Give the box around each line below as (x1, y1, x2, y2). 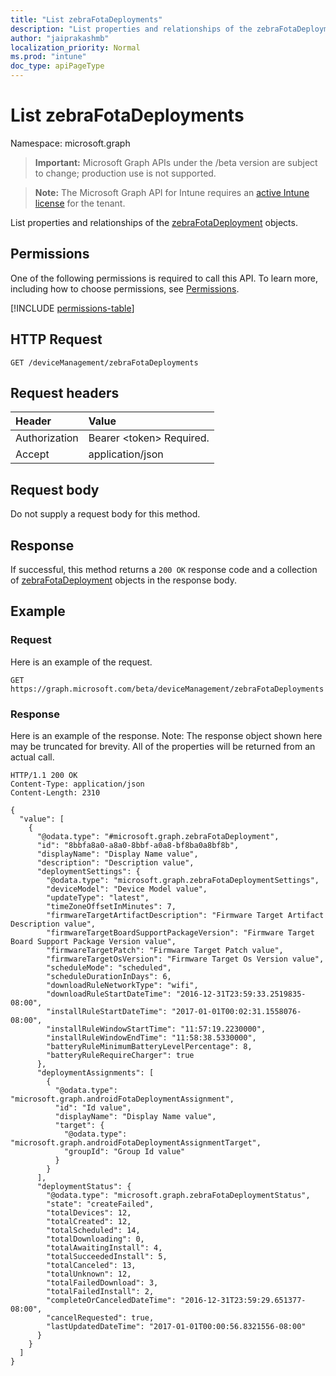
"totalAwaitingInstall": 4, (46, 1242, 163, 1253)
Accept (15, 447, 50, 461)
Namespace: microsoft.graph (10, 137, 131, 149)
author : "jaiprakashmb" (10, 33, 110, 43)
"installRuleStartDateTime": (46, 1006, 168, 1016)
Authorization (15, 431, 79, 445)
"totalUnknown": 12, (46, 1269, 132, 1279)
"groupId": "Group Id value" (63, 1146, 186, 1156)
